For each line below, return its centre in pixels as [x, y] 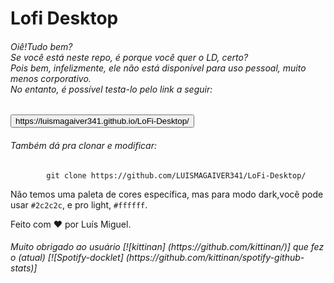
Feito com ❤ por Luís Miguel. [71, 224]
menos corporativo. [51, 78]
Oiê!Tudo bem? [41, 46]
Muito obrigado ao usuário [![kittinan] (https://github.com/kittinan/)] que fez [167, 247]
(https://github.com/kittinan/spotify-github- [215, 258]
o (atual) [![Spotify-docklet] [67, 258]
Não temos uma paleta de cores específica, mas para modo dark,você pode [167, 194]
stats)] [24, 268]
